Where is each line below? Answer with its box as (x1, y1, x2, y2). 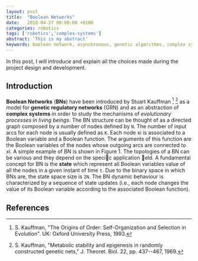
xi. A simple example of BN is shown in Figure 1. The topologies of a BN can (6, 148, 190, 155)
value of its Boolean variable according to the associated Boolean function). (6, 185, 190, 193)
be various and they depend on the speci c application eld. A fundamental (6, 154, 191, 161)
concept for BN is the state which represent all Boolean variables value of (6, 161, 186, 168)
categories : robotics (6, 25, 60, 31)
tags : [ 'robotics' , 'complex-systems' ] (6, 31, 101, 37)
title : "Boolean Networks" (6, 14, 75, 20)
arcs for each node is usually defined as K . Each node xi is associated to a (6, 129, 186, 136)
